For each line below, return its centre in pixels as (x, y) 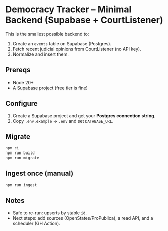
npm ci (12, 148)
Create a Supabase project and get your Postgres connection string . (84, 115)
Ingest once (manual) (39, 173)
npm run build (20, 153)
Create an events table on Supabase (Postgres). (62, 43)
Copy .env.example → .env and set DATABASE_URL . (63, 121)
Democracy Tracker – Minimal (68, 9)
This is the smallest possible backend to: (47, 34)
